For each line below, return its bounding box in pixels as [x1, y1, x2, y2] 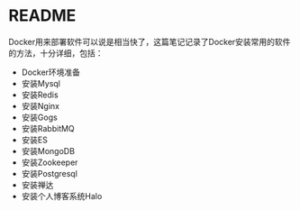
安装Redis [21, 89, 59, 100]
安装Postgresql [21, 168, 78, 178]
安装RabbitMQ [21, 123, 76, 133]
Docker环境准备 [21, 67, 81, 78]
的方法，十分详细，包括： [8, 47, 104, 59]
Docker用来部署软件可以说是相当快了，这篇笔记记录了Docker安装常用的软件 [8, 36, 291, 47]
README [8, 5, 77, 26]
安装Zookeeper [21, 157, 78, 168]
